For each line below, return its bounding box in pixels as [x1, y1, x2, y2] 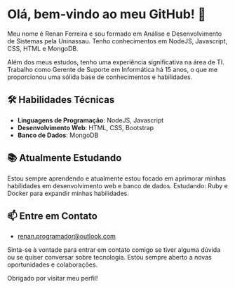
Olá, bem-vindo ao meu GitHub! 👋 [7, 6, 206, 22]
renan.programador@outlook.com [17, 232, 116, 241]
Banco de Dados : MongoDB [17, 131, 99, 139]
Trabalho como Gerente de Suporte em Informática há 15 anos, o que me [7, 65, 218, 73]
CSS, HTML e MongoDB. [7, 44, 79, 52]
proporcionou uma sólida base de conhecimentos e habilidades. [7, 73, 193, 81]
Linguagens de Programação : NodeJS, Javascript [17, 115, 164, 125]
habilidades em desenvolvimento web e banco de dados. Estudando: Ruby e [7, 181, 228, 190]
